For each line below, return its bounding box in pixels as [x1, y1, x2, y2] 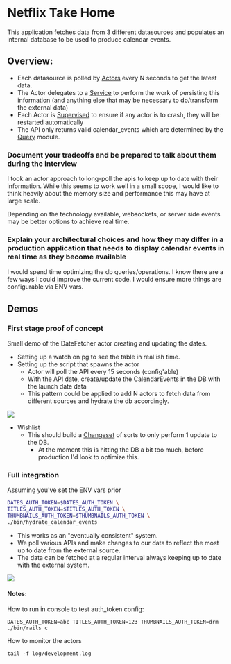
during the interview [7, 158, 78, 168]
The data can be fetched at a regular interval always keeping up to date [17, 553, 222, 561]
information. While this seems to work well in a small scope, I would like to [7, 182, 219, 190]
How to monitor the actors [7, 637, 82, 645]
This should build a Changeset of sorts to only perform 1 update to [27, 431, 217, 439]
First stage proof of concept [7, 323, 104, 333]
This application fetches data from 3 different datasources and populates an [7, 28, 225, 36]
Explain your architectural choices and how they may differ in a [7, 235, 224, 244]
